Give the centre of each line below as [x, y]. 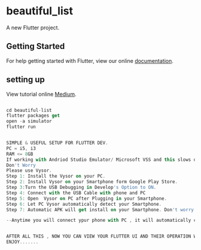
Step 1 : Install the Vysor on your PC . [56, 176]
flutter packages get [33, 116]
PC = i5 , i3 [21, 148]
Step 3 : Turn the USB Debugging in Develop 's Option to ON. [81, 187]
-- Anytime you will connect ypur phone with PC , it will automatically [99, 220]
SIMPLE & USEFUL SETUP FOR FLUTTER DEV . [57, 143]
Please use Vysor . [29, 171]
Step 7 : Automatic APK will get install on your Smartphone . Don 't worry [100, 210]
